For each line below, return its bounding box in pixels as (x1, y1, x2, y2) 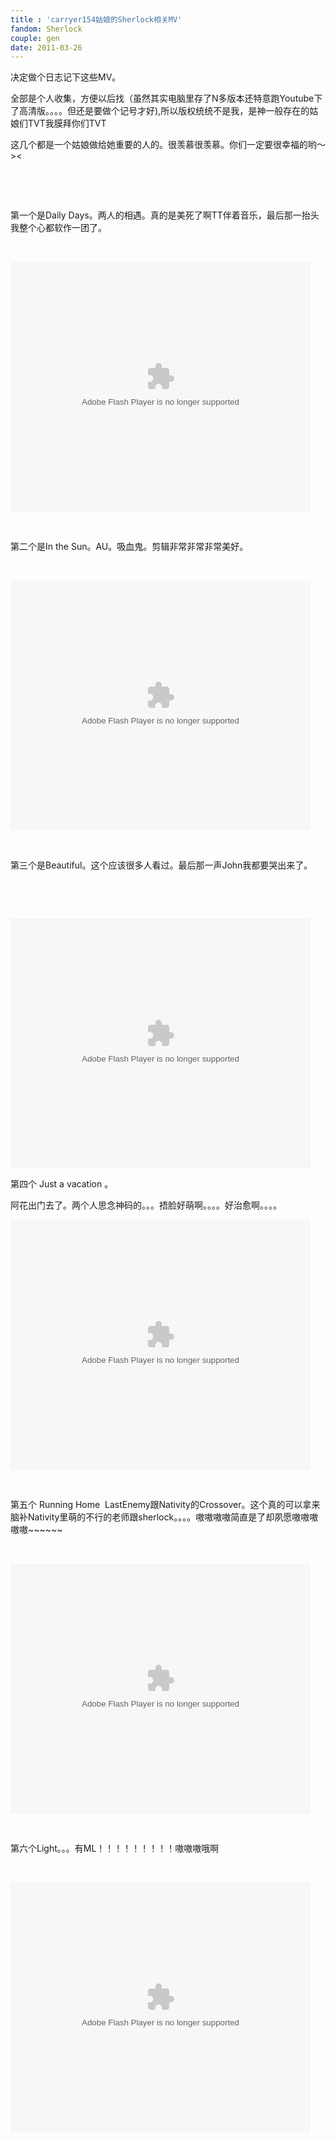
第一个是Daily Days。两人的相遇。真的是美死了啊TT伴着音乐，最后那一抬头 (10, 209, 320, 221)
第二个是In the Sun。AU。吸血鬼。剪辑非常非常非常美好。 (10, 541, 249, 553)
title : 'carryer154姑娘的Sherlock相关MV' (10, 14, 183, 25)
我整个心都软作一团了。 (10, 222, 107, 234)
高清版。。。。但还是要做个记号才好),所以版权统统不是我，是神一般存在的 (18, 105, 310, 117)
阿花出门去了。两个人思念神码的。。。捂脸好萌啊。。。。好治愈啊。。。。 (10, 1199, 282, 1211)
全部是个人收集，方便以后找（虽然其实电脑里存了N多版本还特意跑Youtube (10, 92, 315, 105)
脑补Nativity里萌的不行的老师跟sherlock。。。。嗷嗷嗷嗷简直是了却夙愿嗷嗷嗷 (10, 1511, 319, 1523)
